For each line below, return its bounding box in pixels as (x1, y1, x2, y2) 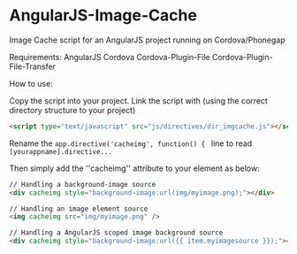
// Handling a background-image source (9, 180, 156, 189)
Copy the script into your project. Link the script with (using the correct (9, 95, 268, 106)
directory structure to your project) (9, 104, 136, 115)
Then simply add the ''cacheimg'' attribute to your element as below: (9, 163, 261, 173)
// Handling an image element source (9, 204, 148, 213)
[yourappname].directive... (9, 147, 113, 156)
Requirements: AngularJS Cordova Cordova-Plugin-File (9, 51, 210, 62)
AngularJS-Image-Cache (9, 5, 197, 26)
